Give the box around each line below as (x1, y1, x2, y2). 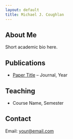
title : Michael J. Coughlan (5, 12, 64, 17)
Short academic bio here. (5, 44, 58, 50)
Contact (5, 114, 31, 123)
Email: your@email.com (5, 128, 54, 134)
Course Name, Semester (12, 100, 64, 106)
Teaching (5, 87, 35, 95)
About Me (5, 31, 37, 39)
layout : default (5, 7, 39, 13)
